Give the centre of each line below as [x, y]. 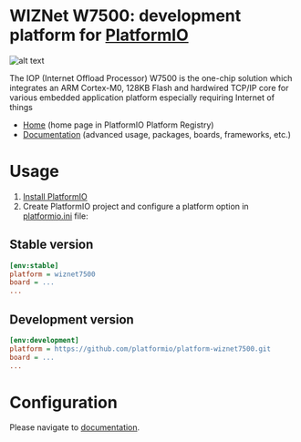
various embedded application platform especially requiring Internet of [142, 98]
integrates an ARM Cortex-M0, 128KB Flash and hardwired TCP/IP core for [149, 87]
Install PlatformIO [55, 196]
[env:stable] [34, 265]
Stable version [52, 245]
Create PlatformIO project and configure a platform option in [135, 206]
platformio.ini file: [55, 216]
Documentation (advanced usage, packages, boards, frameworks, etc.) [157, 134]
